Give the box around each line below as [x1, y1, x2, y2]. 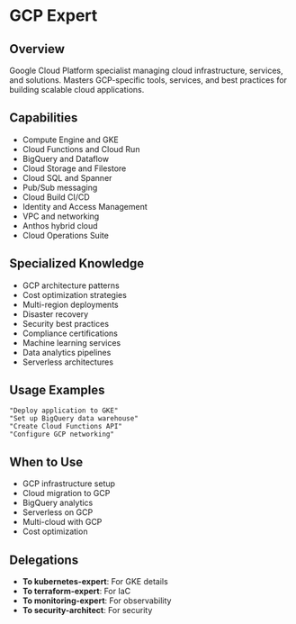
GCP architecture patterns [22, 280, 120, 291]
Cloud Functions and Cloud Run [22, 143, 140, 154]
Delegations [9, 552, 79, 567]
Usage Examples [9, 383, 105, 398]
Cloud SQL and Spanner [22, 172, 112, 183]
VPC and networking [22, 211, 100, 222]
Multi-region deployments [22, 299, 119, 310]
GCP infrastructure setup [22, 478, 115, 489]
